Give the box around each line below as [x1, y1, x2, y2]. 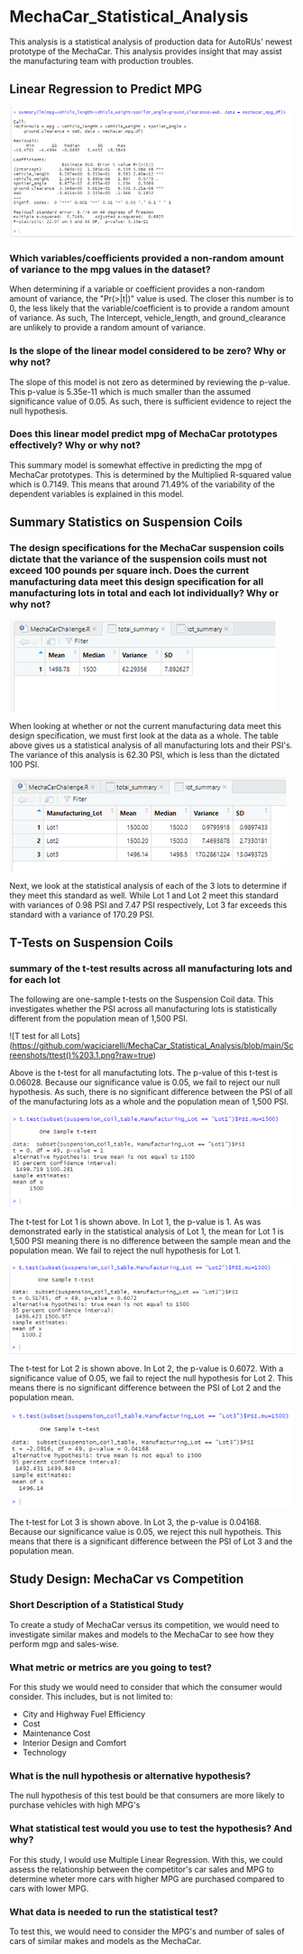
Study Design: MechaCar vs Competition [9, 1572, 244, 1587]
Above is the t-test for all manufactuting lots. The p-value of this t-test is [9, 1068, 278, 1079]
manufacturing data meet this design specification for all [9, 575, 264, 588]
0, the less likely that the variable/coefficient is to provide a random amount [9, 303, 290, 313]
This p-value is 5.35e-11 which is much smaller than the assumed [9, 386, 251, 397]
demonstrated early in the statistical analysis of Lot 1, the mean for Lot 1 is [9, 1226, 284, 1237]
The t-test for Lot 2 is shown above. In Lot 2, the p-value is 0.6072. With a [9, 1363, 284, 1374]
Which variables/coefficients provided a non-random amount [9, 251, 284, 264]
